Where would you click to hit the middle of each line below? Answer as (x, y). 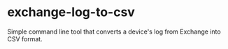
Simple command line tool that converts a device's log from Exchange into (114, 31)
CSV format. (25, 38)
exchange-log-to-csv (71, 12)
